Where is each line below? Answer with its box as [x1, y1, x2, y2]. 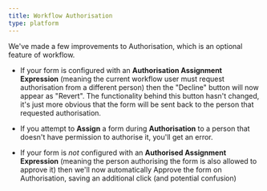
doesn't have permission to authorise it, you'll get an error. [19, 132, 214, 141]
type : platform [8, 19, 59, 27]
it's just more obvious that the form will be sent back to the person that [19, 100, 254, 109]
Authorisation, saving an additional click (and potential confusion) [19, 173, 237, 183]
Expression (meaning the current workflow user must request [19, 74, 225, 83]
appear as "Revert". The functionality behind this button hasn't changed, [19, 91, 260, 100]
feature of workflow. [8, 50, 75, 59]
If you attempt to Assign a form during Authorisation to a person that [19, 124, 250, 133]
